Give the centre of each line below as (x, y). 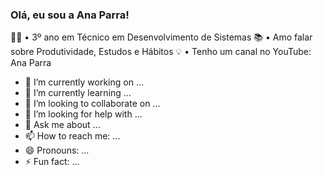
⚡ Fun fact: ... (52, 162)
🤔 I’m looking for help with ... (83, 114)
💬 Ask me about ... (62, 125)
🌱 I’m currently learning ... (78, 93)
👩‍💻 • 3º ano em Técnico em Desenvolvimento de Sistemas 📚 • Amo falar (161, 37)
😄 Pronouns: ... (57, 150)
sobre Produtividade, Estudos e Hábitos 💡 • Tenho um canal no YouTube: (161, 52)
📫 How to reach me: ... (72, 136)
